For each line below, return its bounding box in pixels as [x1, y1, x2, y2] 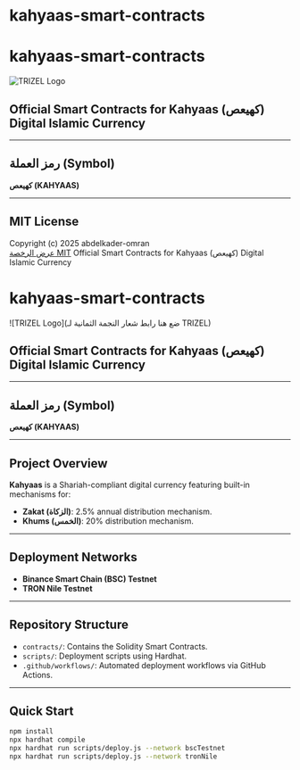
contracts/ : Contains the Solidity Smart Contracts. [21, 641, 208, 651]
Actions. [21, 669, 54, 680]
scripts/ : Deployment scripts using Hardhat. [21, 650, 187, 661]
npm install [9, 727, 54, 736]
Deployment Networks [9, 550, 138, 565]
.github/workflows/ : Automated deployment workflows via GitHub [21, 659, 266, 670]
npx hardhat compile [9, 735, 87, 745]
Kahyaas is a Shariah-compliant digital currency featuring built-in [9, 479, 250, 490]
